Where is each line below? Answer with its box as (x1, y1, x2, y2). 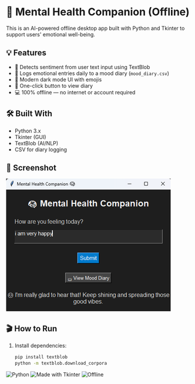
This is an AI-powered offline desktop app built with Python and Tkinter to (6, 25, 185, 32)
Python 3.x (14, 127, 41, 134)
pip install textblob (14, 354, 68, 360)
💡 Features (6, 48, 47, 58)
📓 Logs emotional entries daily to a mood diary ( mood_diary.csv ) (14, 70, 169, 77)
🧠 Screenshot (6, 162, 57, 172)
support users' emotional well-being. (6, 30, 96, 38)
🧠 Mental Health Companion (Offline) (6, 5, 190, 19)
